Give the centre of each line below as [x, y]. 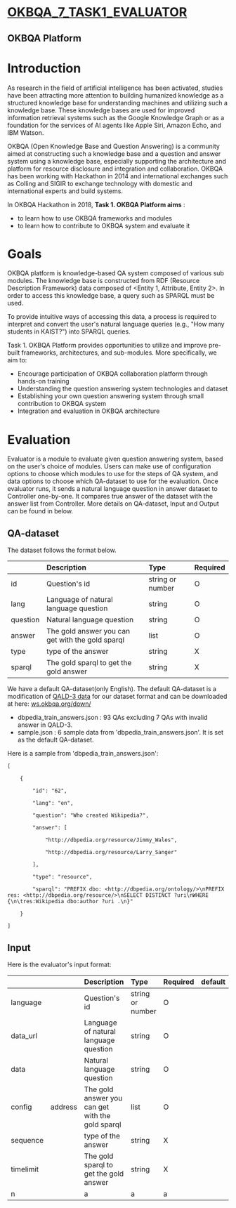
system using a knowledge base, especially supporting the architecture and [117, 161]
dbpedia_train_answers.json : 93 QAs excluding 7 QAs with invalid [112, 718]
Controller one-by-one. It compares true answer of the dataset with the [110, 497]
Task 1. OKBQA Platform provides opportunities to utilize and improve [107, 346]
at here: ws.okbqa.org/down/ [49, 704]
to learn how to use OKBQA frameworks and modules [94, 218]
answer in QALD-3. [45, 725]
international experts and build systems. [65, 191]
